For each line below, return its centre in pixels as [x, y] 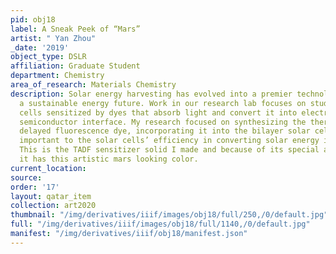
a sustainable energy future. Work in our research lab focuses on [163, 103]
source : [26, 177]
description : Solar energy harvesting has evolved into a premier [151, 94]
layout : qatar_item [51, 196]
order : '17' [35, 187]
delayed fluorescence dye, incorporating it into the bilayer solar [165, 131]
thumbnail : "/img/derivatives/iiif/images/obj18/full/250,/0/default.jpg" [169, 215]
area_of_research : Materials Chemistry [93, 85]
